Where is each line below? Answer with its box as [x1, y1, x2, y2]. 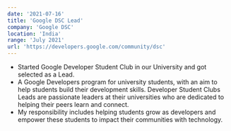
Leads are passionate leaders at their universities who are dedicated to [17, 93, 225, 101]
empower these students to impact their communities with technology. [17, 115, 223, 124]
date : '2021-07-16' [7, 10, 65, 18]
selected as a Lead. [17, 70, 75, 79]
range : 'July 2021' [7, 37, 65, 44]
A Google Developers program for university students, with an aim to [17, 78, 218, 86]
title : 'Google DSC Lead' [7, 17, 83, 24]
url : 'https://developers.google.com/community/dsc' [7, 43, 166, 50]
